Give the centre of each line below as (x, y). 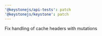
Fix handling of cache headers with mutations (51, 28)
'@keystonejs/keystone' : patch (37, 14)
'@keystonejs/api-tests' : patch (38, 10)
